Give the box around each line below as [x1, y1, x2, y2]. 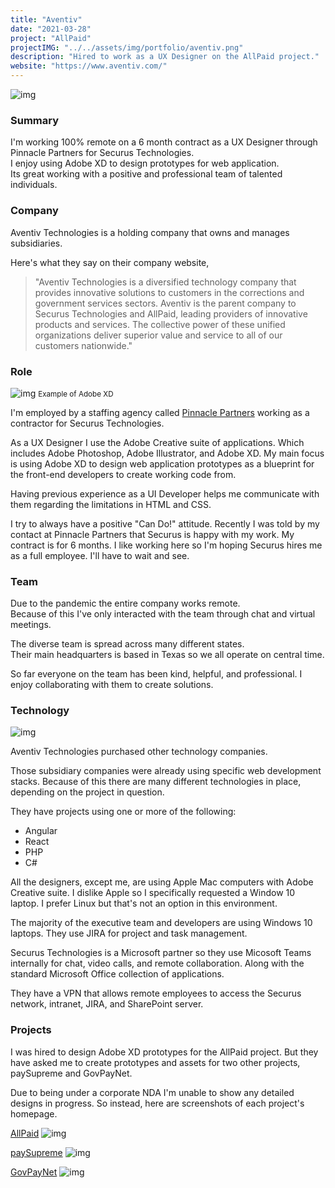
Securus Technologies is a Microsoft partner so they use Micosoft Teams [10, 947, 312, 959]
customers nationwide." [34, 339, 133, 351]
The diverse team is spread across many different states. [10, 638, 245, 650]
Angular [24, 825, 58, 837]
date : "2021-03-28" [10, 24, 92, 34]
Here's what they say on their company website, [10, 256, 210, 268]
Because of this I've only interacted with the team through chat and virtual [10, 608, 316, 620]
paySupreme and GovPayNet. [10, 1067, 133, 1079]
